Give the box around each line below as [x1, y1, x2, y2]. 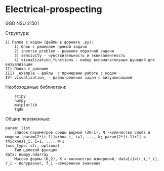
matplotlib [14, 102, 37, 107]
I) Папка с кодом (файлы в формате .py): [5, 39, 94, 45]
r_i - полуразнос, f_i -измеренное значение [5, 160, 101, 166]
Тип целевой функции [14, 147, 58, 152]
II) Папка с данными [5, 66, 49, 71]
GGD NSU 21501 [5, 20, 39, 26]
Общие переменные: [5, 116, 51, 122]
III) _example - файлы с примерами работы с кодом [5, 71, 116, 76]
